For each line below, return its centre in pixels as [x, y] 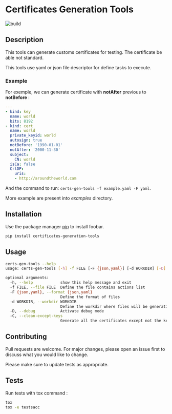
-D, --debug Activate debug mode [57, 311]
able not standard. [25, 57]
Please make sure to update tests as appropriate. [57, 364]
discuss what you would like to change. [47, 354]
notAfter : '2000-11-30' [35, 150]
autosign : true [26, 140]
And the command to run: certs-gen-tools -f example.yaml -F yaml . [78, 188]
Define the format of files [90, 297]
